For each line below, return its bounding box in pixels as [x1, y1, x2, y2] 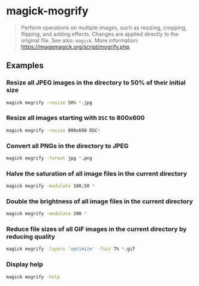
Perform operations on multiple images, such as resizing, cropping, [20, 24, 187, 31]
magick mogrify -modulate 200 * [6, 211, 87, 217]
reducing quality [6, 233, 56, 241]
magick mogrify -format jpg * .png [6, 155, 93, 161]
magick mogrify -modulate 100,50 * [6, 183, 95, 189]
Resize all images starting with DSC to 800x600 [6, 114, 145, 122]
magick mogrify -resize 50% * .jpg [6, 100, 93, 106]
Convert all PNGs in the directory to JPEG [6, 142, 129, 150]
